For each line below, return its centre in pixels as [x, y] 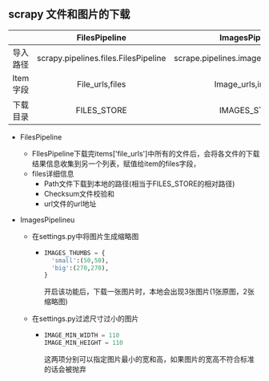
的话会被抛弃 [65, 369]
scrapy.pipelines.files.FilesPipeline [101, 58]
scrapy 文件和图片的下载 [69, 14]
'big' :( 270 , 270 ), [80, 268]
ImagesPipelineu [47, 220]
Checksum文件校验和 [79, 193]
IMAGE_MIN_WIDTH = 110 [82, 335]
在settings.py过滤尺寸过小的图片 [85, 318]
